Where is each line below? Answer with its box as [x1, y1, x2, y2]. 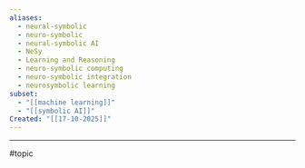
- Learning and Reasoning [17, 55, 116, 64]
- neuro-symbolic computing [17, 64, 124, 74]
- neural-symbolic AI [17, 38, 100, 48]
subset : [9, 89, 39, 98]
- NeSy [17, 47, 43, 56]
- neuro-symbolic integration [17, 73, 132, 82]
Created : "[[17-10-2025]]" [9, 114, 112, 124]
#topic [9, 148, 34, 159]
